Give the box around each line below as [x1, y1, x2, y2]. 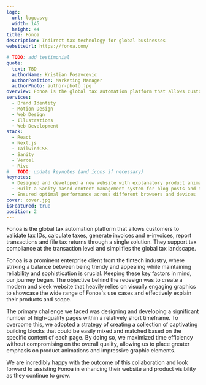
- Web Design [12, 111, 45, 117]
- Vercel [12, 157, 34, 163]
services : [6, 95, 32, 101]
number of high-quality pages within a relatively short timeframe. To [6, 314, 179, 322]
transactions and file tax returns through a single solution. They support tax [6, 238, 197, 246]
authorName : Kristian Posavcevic [12, 71, 97, 77]
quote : [6, 60, 23, 66]
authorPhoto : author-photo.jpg [12, 83, 92, 89]
